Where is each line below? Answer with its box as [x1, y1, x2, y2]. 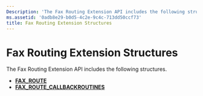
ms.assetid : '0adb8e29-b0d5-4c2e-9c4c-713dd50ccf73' [6, 14, 142, 20]
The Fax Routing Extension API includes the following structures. [6, 65, 167, 73]
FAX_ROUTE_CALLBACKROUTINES [14, 83, 105, 91]
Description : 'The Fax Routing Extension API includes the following [6, 8, 185, 15]
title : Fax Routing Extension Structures [6, 20, 112, 26]
